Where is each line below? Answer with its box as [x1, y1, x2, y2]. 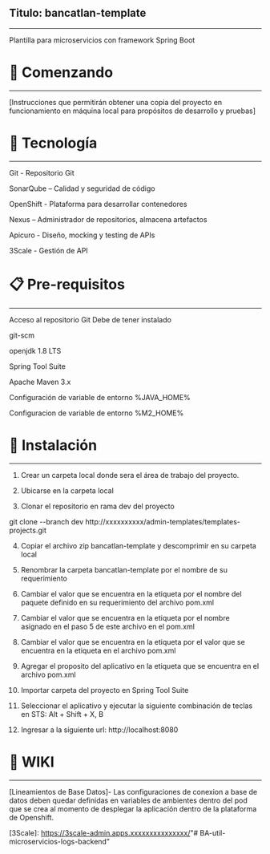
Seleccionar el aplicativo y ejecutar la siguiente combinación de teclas [20, 701, 253, 710]
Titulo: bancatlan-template [9, 6, 147, 20]
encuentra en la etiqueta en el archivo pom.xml [20, 646, 176, 655]
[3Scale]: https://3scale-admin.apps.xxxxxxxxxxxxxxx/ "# [9, 828, 199, 837]
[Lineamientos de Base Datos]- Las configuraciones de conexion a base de [9, 787, 258, 796]
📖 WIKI [9, 753, 54, 771]
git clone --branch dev [9, 516, 84, 526]
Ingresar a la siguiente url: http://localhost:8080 [20, 725, 179, 735]
